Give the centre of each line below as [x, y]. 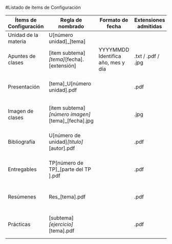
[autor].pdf [62, 148]
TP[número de [66, 163]
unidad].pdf [63, 90]
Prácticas [19, 224]
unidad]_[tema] [67, 41]
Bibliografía [22, 142]
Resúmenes [22, 197]
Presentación [24, 87]
